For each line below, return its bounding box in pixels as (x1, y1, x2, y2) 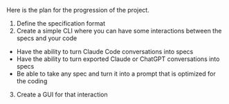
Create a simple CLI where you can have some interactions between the (16, 27, 222, 35)
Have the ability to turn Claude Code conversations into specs (16, 48, 194, 55)
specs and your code (16, 34, 77, 42)
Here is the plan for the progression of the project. (6, 6, 149, 14)
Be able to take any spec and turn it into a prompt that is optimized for (16, 69, 216, 78)
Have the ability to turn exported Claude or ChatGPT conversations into (16, 55, 220, 63)
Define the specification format (16, 19, 105, 27)
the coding (16, 77, 48, 85)
